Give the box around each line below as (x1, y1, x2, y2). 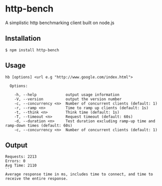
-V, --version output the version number (14, 97, 122, 102)
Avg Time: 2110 (5, 163, 37, 168)
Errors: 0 (5, 159, 26, 164)
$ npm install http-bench (5, 47, 59, 53)
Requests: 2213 (5, 154, 37, 159)
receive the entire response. (5, 176, 68, 181)
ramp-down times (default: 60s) (5, 123, 72, 128)
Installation (5, 34, 41, 43)
